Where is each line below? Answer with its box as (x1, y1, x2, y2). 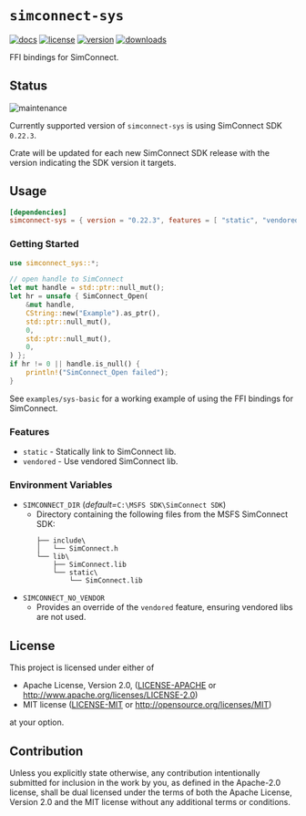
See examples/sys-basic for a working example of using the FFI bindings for (9, 393, 294, 404)
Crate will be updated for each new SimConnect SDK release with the (9, 147, 270, 158)
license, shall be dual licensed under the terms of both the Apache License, (9, 787, 293, 798)
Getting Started (9, 238, 79, 251)
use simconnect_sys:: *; (9, 258, 100, 267)
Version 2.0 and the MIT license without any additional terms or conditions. (9, 797, 291, 808)
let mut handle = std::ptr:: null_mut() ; (9, 284, 166, 293)
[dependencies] (9, 208, 67, 217)
